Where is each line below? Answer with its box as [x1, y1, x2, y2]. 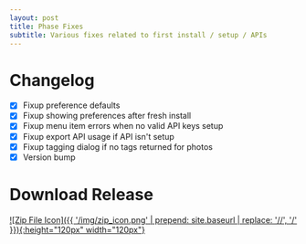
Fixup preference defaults [22, 100, 121, 111]
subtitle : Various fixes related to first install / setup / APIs [9, 30, 268, 39]
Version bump [22, 152, 76, 163]
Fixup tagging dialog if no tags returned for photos [22, 141, 213, 152]
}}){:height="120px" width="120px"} [9, 224, 146, 235]
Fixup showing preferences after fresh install [22, 111, 192, 122]
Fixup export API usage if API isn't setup [22, 131, 175, 142]
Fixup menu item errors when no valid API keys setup [22, 121, 224, 132]
